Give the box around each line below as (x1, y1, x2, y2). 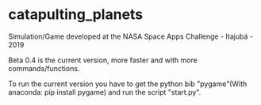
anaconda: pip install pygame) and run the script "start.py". (8, 87, 202, 96)
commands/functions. (8, 63, 80, 73)
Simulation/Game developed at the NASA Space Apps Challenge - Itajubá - (8, 32, 254, 41)
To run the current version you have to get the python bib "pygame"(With (8, 79, 248, 88)
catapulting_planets (8, 6, 144, 24)
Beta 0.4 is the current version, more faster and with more (8, 55, 198, 65)
